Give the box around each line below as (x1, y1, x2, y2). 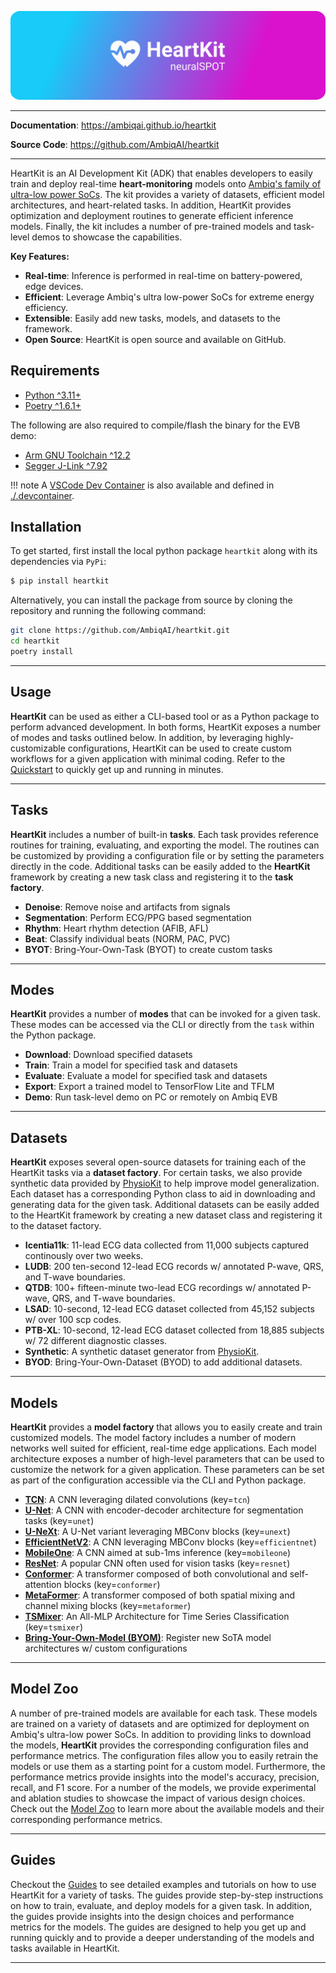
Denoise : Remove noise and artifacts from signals (24, 901, 231, 913)
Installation (10, 518, 82, 535)
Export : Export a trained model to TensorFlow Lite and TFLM (24, 1081, 275, 1093)
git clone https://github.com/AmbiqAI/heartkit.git (10, 626, 230, 636)
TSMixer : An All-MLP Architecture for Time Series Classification (24, 1610, 290, 1622)
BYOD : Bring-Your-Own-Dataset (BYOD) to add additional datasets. (24, 1356, 303, 1368)
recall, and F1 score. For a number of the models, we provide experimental (10, 1781, 317, 1793)
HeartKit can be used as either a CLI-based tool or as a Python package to (10, 710, 320, 722)
